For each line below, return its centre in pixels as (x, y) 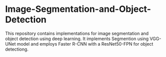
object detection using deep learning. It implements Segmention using (77, 39)
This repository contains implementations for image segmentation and (77, 33)
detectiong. (17, 49)
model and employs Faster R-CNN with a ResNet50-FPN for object (85, 44)
